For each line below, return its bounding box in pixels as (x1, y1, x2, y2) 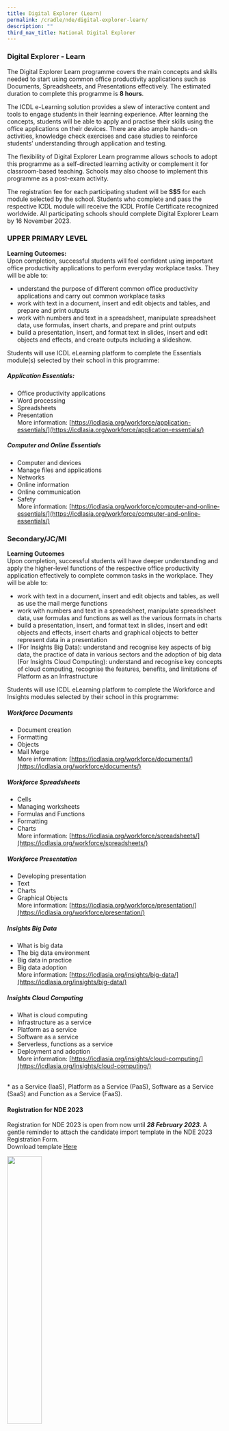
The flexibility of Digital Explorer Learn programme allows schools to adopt (7, 152, 217, 161)
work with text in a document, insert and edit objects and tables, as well (16, 592, 219, 600)
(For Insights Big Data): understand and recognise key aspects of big (16, 643, 211, 652)
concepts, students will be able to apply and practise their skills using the (7, 117, 214, 126)
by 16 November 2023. (7, 217, 72, 225)
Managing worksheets (16, 803, 80, 811)
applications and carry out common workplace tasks (16, 292, 165, 300)
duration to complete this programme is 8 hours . (7, 89, 144, 97)
